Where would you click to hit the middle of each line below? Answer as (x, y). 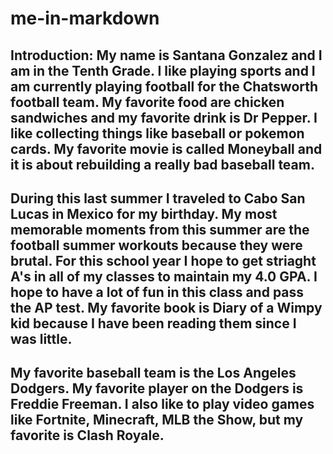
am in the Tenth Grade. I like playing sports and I (163, 70)
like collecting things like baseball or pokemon (157, 133)
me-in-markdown (85, 18)
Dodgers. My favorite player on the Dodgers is (157, 388)
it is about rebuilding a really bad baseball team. (162, 164)
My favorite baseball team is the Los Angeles (153, 373)
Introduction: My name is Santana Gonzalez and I (166, 55)
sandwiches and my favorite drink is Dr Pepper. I (164, 117)
